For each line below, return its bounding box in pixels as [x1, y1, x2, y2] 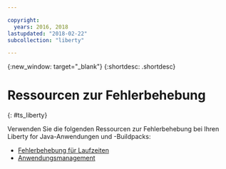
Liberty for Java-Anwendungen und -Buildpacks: [7, 133, 151, 141]
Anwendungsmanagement [17, 154, 96, 163]
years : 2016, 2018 [14, 23, 69, 31]
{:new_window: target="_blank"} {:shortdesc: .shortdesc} [7, 62, 176, 71]
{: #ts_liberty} [7, 111, 48, 120]
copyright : [7, 16, 40, 24]
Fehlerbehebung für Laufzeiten [17, 146, 109, 155]
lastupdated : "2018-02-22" [7, 30, 88, 37]
